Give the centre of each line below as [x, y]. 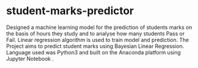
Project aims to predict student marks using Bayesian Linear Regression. [95, 46]
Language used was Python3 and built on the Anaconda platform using [93, 52]
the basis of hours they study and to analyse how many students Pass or [95, 33]
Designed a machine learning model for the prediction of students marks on [99, 27]
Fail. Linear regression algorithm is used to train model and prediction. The [98, 40]
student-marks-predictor [70, 11]
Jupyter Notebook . [30, 59]
